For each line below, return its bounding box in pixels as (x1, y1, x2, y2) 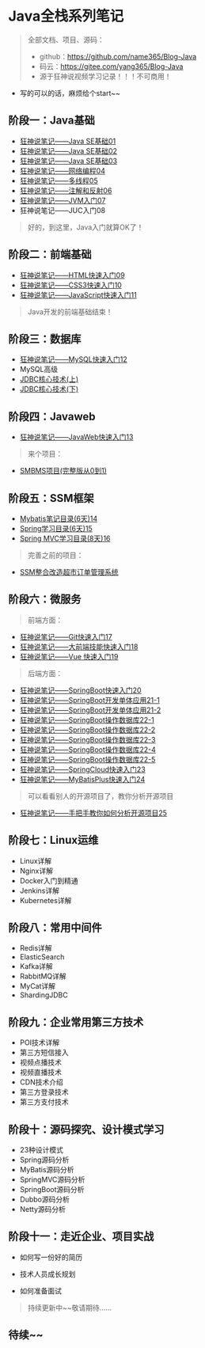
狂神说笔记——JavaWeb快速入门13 (19, 432, 134, 442)
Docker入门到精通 (19, 875, 79, 885)
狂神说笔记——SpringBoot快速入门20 (19, 685, 142, 695)
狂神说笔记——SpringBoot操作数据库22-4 (19, 745, 157, 754)
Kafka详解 (19, 962, 53, 971)
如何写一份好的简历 (19, 1252, 83, 1262)
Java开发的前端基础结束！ (27, 306, 113, 317)
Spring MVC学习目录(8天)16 (19, 534, 111, 543)
